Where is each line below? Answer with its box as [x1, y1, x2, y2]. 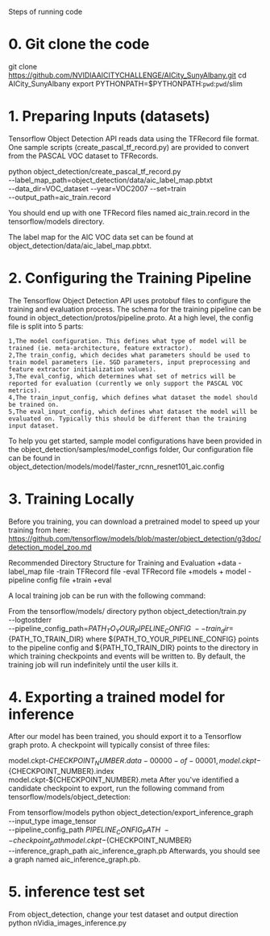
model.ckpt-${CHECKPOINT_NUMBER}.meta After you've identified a [8, 775, 239, 785]
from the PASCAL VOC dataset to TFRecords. [8, 151, 159, 161]
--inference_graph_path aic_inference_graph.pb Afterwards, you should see [8, 846, 260, 855]
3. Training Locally [8, 490, 135, 508]
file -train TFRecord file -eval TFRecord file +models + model [44, 566, 247, 576]
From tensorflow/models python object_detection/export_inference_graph [8, 808, 254, 817]
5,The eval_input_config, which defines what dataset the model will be [8, 407, 258, 416]
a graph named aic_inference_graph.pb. [8, 855, 141, 864]
